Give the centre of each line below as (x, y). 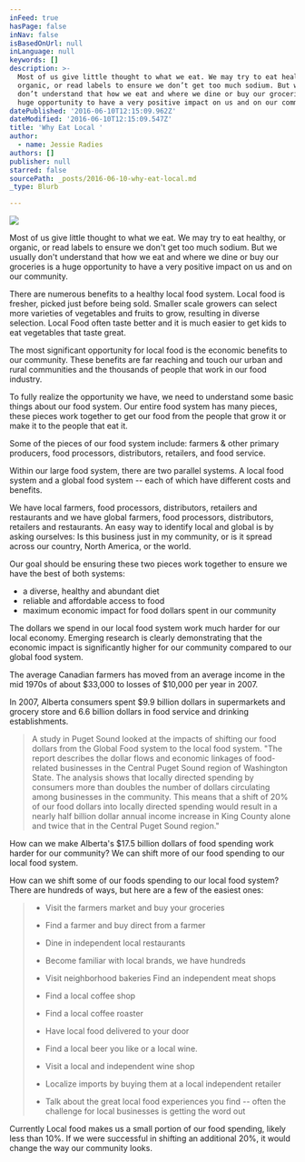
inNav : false (34, 35)
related (45, 768)
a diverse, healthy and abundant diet (91, 591)
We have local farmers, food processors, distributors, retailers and (133, 508)
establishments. (39, 721)
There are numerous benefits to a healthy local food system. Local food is (148, 294)
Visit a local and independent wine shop (120, 1067)
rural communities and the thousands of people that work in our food (138, 370)
